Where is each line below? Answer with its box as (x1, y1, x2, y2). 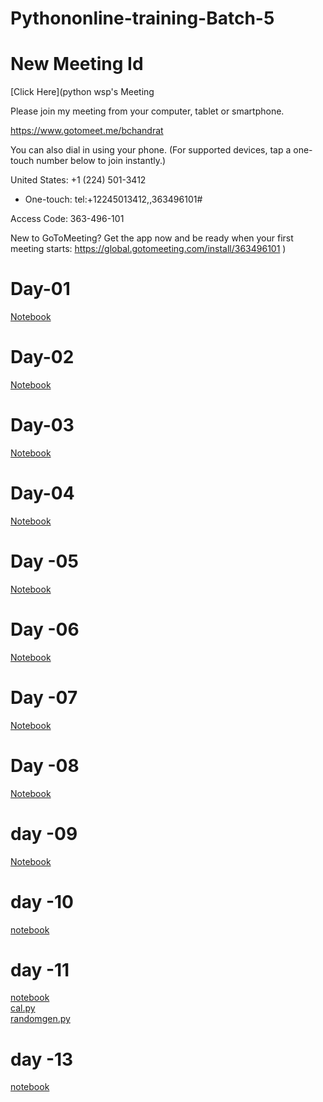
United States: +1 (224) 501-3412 (10, 174, 147, 186)
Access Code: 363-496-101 (10, 213, 125, 225)
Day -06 (10, 618, 80, 641)
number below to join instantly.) (36, 155, 167, 167)
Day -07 (10, 686, 78, 709)
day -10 (10, 890, 74, 913)
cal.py (10, 1002, 36, 1014)
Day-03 (10, 414, 75, 437)
